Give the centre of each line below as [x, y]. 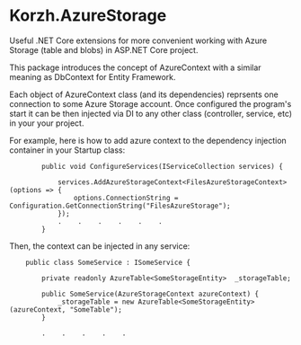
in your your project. [47, 123]
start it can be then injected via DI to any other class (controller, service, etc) [151, 113]
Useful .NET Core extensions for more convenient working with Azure [138, 40]
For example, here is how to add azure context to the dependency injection [148, 140]
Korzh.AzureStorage [88, 16]
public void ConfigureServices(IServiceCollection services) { [162, 166]
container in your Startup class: [67, 150]
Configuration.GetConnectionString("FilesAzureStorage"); [120, 206]
